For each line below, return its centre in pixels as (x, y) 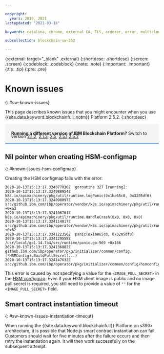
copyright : (16, 14)
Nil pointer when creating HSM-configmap (71, 157)
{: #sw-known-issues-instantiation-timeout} (49, 316)
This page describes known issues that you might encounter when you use (81, 112)
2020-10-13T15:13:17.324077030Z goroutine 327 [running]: (66, 187)
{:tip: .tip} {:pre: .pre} (26, 69)
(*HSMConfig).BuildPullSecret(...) (41, 255)
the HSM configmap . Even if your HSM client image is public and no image (80, 278)
